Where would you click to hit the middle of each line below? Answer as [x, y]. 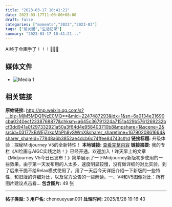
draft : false [19, 19]
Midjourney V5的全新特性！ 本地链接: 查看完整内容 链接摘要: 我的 [92, 144]
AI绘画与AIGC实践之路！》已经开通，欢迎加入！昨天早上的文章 [80, 151]
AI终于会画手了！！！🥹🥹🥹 [32, 49]
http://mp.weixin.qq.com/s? [55, 110]
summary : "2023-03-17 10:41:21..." [43, 34]
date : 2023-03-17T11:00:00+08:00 [41, 15]
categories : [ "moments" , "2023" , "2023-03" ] [51, 24]
